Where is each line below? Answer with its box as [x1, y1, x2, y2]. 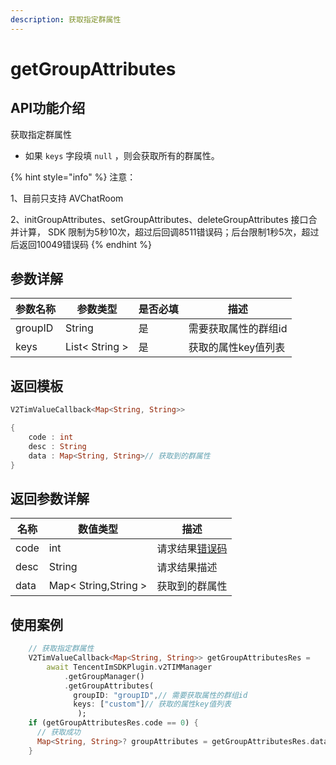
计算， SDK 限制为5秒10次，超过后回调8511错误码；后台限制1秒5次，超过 [18, 226, 320, 238]
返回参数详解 [10, 490, 90, 507]
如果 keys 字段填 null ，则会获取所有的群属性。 [24, 149, 220, 161]
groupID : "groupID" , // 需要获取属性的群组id [73, 690, 248, 700]
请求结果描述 [156, 561, 218, 575]
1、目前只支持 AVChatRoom [10, 192, 124, 204]
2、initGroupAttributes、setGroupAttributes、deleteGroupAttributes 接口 [10, 213, 309, 225]
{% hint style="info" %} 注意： [10, 171, 137, 183]
